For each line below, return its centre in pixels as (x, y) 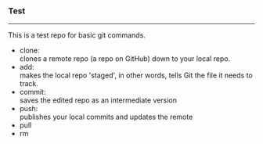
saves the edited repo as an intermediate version (98, 100)
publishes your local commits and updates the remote (106, 117)
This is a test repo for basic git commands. (77, 35)
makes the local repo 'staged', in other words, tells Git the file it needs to (136, 75)
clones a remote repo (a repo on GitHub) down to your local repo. (125, 59)
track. (29, 84)
